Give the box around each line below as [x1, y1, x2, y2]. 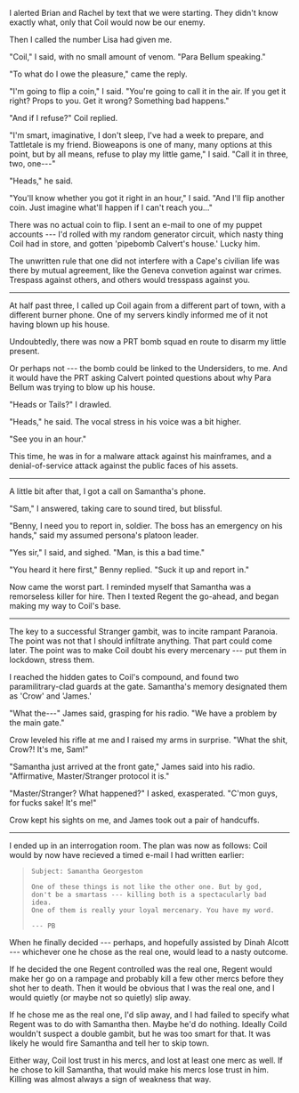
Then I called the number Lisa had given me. [9, 35, 173, 45]
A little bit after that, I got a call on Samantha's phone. [9, 486, 206, 497]
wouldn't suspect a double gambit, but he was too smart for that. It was [9, 1028, 271, 1039]
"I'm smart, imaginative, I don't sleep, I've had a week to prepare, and [9, 130, 264, 141]
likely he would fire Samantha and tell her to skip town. [9, 1038, 210, 1048]
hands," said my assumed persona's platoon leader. [9, 530, 199, 540]
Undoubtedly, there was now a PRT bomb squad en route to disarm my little [9, 336, 287, 346]
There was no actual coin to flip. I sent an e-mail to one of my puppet [9, 220, 263, 230]
